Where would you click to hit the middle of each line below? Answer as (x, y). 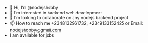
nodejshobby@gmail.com (36, 30)
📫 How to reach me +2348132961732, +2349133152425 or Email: (76, 23)
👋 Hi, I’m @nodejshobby (34, 7)
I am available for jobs (32, 35)
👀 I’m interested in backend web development (56, 13)
